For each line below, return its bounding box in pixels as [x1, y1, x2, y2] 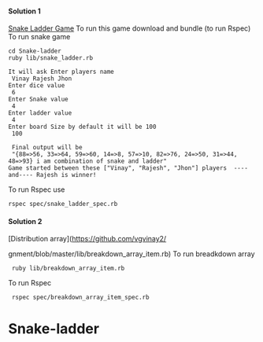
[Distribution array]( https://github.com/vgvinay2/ [8, 234, 167, 244]
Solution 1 [8, 6, 41, 16]
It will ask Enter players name [8, 68, 114, 76]
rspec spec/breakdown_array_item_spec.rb [11, 293, 150, 302]
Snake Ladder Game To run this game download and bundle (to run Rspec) [8, 24, 251, 33]
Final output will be [11, 144, 83, 152]
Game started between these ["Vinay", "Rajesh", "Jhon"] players [8, 164, 227, 172]
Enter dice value [8, 82, 65, 90]
